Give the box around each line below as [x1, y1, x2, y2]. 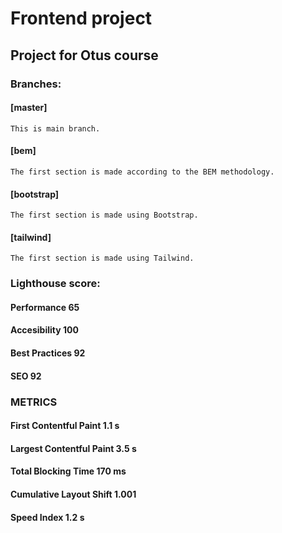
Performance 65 [10, 301, 80, 313]
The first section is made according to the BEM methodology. [10, 167, 275, 177]
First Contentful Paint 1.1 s [10, 420, 120, 432]
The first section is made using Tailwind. [10, 253, 195, 264]
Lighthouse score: [10, 277, 101, 291]
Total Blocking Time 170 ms [10, 465, 127, 477]
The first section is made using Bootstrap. [10, 210, 199, 221]
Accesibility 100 [10, 324, 79, 336]
